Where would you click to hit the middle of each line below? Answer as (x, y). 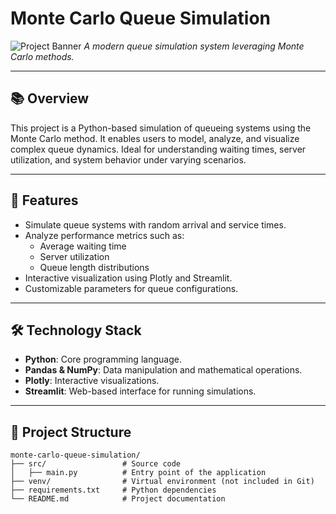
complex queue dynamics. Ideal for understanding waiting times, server (158, 149)
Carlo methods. (42, 56)
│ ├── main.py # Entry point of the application (138, 473)
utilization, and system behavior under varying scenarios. (128, 159)
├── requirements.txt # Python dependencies (113, 490)
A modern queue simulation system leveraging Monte (194, 46)
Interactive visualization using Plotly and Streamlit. (128, 278)
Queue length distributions (94, 267)
